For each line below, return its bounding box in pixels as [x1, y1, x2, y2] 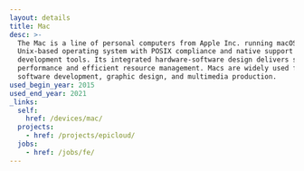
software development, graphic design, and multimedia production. [17, 72, 278, 81]
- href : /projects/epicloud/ [25, 131, 136, 140]
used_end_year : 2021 [9, 89, 88, 98]
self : [17, 106, 39, 115]
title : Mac [9, 22, 51, 31]
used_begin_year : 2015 [9, 81, 95, 90]
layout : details [9, 13, 71, 23]
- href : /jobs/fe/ [25, 147, 95, 157]
